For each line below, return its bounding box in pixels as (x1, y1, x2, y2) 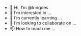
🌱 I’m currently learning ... (9, 15, 62, 20)
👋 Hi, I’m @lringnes (9, 5, 49, 10)
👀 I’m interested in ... (9, 10, 52, 16)
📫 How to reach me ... (9, 26, 55, 31)
